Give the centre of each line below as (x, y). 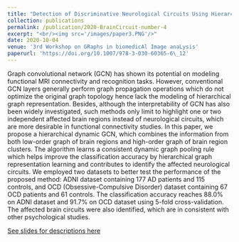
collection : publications (46, 21)
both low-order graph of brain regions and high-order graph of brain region (118, 141)
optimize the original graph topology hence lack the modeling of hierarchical (119, 96)
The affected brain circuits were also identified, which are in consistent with (118, 209)
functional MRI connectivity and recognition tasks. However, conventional (115, 81)
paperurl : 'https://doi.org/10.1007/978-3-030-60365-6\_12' (99, 54)
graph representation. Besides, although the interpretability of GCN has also (118, 104)
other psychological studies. (49, 216)
